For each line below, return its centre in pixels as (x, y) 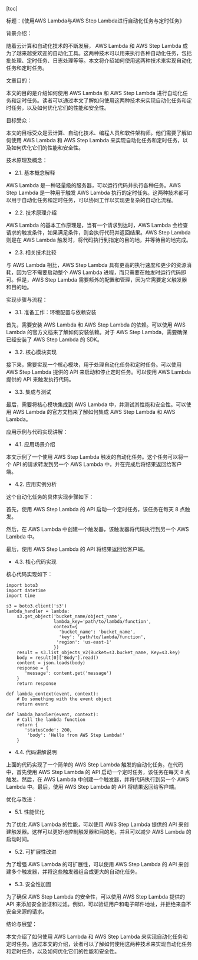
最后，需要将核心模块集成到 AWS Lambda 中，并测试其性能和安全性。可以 (96, 404)
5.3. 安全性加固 (33, 884)
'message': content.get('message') (68, 673)
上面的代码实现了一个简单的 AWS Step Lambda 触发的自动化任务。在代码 (95, 765)
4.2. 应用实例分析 (36, 484)
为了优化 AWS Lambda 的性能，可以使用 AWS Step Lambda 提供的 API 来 (95, 824)
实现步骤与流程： (27, 300)
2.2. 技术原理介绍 (36, 213)
